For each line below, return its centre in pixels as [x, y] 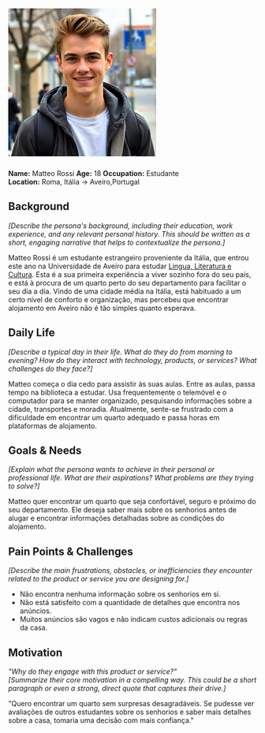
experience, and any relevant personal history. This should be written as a [129, 234]
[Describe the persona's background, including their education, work [121, 226]
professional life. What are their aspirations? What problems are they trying [131, 478]
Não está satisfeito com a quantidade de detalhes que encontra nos [130, 603]
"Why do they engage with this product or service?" [93, 671]
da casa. [34, 628]
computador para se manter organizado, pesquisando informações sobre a [130, 400]
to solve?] [24, 486]
